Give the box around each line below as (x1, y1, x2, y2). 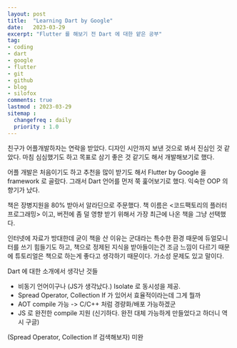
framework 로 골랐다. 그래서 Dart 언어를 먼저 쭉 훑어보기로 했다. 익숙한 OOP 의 (7, 176, 228, 185)
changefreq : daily (14, 116, 72, 123)
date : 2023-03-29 (7, 24, 66, 31)
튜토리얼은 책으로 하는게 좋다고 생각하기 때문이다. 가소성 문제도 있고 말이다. (14, 251, 225, 260)
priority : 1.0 (14, 123, 59, 130)
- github (7, 76, 34, 84)
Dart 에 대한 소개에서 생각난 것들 (7, 267, 99, 275)
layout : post (7, 10, 46, 18)
